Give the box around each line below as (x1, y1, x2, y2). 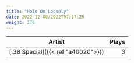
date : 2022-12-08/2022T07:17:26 (6, 14, 84, 20)
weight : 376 (6, 19, 35, 25)
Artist (48, 38, 65, 46)
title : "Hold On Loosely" (6, 8, 69, 15)
